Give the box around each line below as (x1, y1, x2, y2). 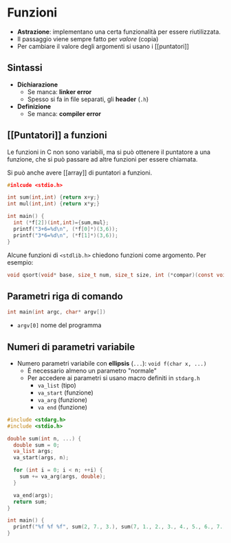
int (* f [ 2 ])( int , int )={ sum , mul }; (13, 219, 109, 226)
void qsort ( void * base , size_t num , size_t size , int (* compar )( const (7, 271, 214, 278)
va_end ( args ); (13, 491, 54, 499)
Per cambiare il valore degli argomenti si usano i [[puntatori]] (16, 42, 189, 50)
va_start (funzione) (37, 388, 94, 397)
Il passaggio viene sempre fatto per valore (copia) (16, 34, 159, 43)
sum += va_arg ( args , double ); (19, 473, 107, 480)
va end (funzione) (37, 403, 88, 411)
